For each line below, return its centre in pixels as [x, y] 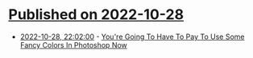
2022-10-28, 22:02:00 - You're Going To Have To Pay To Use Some [132, 37]
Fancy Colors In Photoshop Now [73, 44]
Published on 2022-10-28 [96, 15]
